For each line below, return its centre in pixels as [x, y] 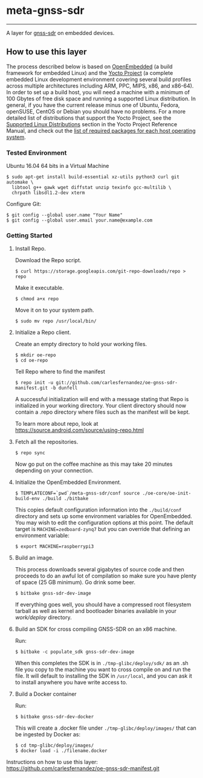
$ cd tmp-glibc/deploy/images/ [54, 746]
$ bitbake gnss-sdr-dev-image [53, 593]
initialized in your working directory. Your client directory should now [100, 406]
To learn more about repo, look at [56, 424]
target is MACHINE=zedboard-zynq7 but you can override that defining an [102, 529]
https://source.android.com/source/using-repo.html [79, 430]
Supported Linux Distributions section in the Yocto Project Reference [92, 124]
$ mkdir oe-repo [35, 355]
